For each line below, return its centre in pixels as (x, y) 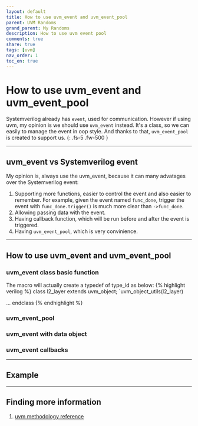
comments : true (25, 39)
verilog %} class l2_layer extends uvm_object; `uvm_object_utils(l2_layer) (95, 291)
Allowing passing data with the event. (60, 212)
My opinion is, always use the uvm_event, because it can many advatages (96, 176)
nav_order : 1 (22, 55)
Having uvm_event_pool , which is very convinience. (76, 231)
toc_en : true (22, 61)
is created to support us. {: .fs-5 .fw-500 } (57, 138)
